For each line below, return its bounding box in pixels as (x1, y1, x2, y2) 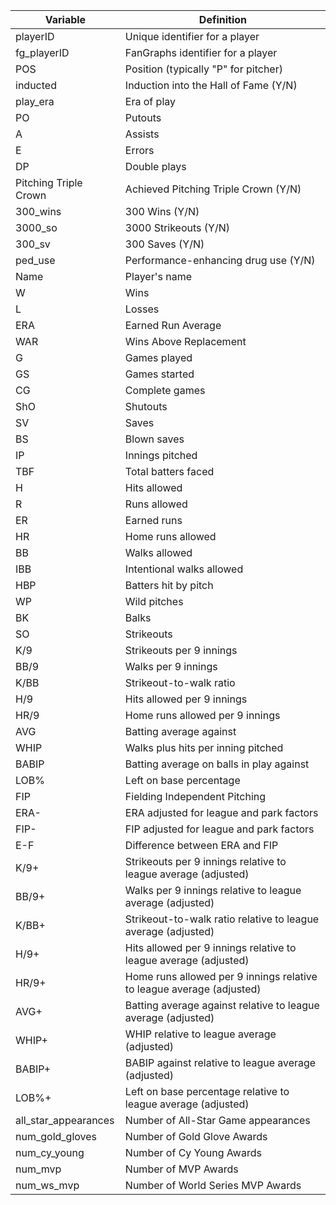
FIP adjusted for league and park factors (124, 822, 315, 836)
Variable (44, 13, 87, 26)
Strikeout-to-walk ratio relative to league (124, 912, 320, 926)
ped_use (15, 254, 56, 267)
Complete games (124, 384, 206, 397)
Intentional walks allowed (124, 562, 244, 576)
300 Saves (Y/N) (124, 237, 205, 251)
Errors (124, 144, 155, 157)
